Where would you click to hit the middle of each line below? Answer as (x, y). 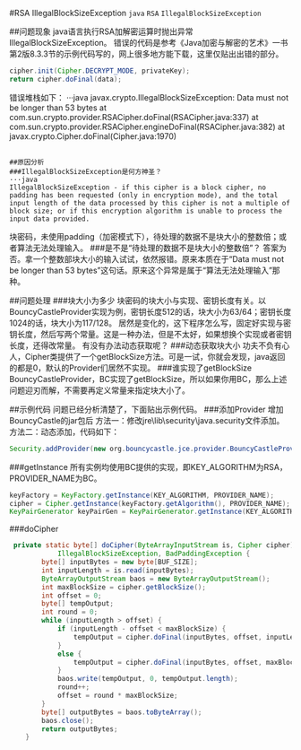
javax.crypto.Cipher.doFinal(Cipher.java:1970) (93, 136)
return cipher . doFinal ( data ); (66, 79)
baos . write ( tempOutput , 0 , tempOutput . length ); (148, 679)
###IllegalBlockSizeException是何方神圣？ (86, 171)
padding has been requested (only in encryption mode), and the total (144, 195)
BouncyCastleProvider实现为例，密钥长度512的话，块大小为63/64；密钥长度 (150, 311)
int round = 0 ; (70, 612)
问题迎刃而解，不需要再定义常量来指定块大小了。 (99, 390)
